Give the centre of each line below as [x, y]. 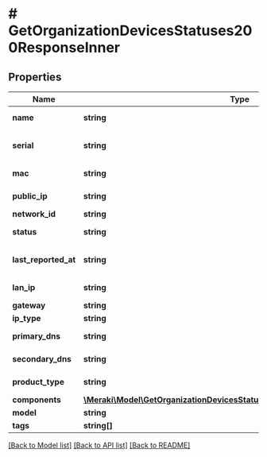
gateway [29, 305]
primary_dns [37, 336]
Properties [35, 77]
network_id [34, 214]
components [37, 400]
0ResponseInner [64, 48]
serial [23, 145]
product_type [39, 382]
